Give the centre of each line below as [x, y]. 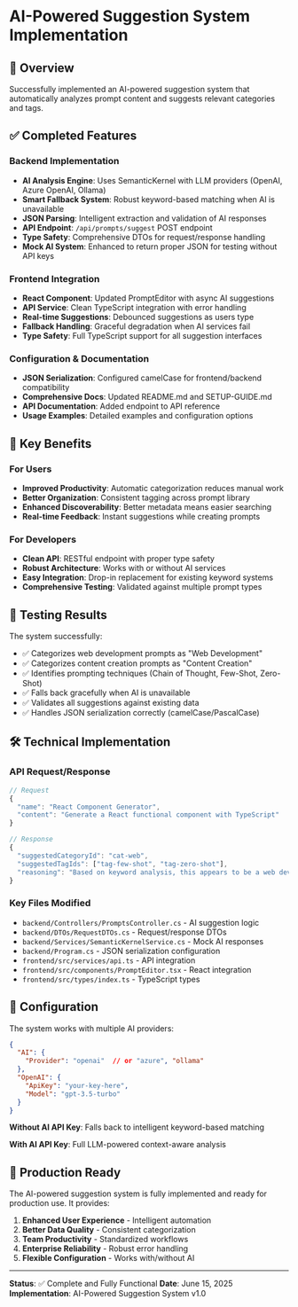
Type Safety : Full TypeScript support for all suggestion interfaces [142, 335]
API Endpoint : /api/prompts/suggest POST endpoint [117, 227]
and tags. [27, 108]
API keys [38, 255]
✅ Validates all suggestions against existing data [110, 703]
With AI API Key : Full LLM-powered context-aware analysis [118, 1145]
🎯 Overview [42, 68]
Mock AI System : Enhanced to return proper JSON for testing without [149, 247]
